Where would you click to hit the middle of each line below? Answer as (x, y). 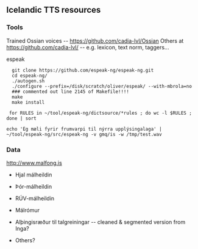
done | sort (21, 118)
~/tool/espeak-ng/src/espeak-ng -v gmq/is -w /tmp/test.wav (84, 134)
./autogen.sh (28, 81)
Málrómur (27, 210)
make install (28, 102)
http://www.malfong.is (34, 163)
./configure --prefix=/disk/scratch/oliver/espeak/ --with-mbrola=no (102, 86)
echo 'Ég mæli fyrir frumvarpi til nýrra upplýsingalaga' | (84, 129)
